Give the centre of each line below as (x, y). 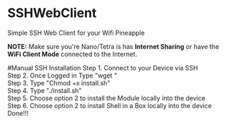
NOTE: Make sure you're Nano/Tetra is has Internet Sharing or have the (113, 46)
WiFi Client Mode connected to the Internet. (72, 54)
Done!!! (18, 113)
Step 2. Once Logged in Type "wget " (62, 75)
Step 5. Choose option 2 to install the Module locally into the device (106, 98)
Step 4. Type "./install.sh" (45, 90)
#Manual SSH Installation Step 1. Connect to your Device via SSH (103, 68)
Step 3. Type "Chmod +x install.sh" (59, 82)
